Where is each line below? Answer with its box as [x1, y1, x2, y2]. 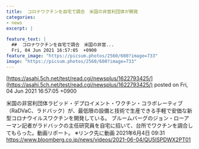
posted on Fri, [154, 81, 188, 88]
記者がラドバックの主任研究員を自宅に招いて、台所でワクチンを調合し [21, 122, 193, 129]
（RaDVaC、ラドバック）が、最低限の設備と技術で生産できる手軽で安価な [6, 107, 187, 114]
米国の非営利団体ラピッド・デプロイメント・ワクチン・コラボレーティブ [6, 99, 183, 107]
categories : [6, 14, 36, 20]
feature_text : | [6, 36, 46, 42]
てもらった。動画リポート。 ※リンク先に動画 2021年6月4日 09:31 [6, 129, 165, 137]
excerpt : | [6, 25, 33, 31]
